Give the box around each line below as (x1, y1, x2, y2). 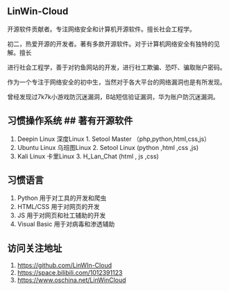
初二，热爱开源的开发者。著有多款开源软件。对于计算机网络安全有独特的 (7, 40, 214, 48)
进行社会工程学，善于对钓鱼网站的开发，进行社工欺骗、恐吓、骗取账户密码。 (7, 63, 226, 72)
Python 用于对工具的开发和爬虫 (17, 194, 107, 202)
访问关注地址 (7, 242, 62, 254)
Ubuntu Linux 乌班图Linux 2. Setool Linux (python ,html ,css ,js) (17, 143, 199, 151)
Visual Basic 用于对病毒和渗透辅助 (17, 220, 115, 228)
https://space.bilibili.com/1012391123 (17, 269, 123, 277)
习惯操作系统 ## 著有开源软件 (7, 115, 133, 127)
